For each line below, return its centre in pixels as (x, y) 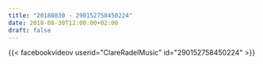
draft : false (30, 30)
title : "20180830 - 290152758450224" (71, 15)
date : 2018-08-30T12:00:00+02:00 (63, 23)
